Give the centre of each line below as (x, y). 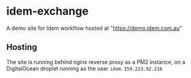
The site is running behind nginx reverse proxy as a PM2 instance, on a (96, 62)
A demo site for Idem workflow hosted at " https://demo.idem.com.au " (94, 28)
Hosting (22, 47)
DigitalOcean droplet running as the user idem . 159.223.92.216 (84, 68)
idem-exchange (47, 11)
